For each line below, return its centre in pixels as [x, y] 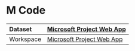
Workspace [25, 39]
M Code [26, 10]
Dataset [21, 29]
